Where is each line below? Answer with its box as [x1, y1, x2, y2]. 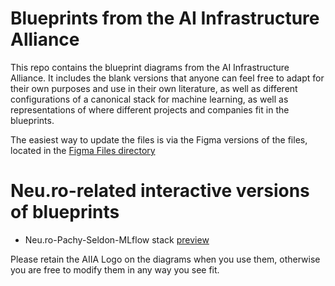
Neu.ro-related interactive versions [10, 180, 310, 202]
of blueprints [10, 201, 120, 224]
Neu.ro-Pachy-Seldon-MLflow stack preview [24, 233, 210, 246]
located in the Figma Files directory [10, 144, 156, 156]
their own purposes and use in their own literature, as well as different [10, 82, 298, 94]
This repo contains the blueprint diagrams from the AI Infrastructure [10, 61, 290, 73]
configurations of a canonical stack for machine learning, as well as [10, 93, 289, 105]
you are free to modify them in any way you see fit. [10, 263, 220, 276]
